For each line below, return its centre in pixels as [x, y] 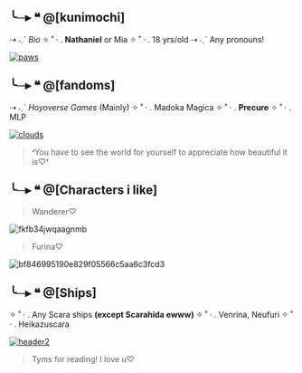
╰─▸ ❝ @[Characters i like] [84, 191]
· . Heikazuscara [39, 324]
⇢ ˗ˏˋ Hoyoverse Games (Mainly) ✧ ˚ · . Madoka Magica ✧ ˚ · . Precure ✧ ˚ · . [151, 107]
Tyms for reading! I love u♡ [83, 359]
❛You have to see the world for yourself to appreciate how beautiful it [159, 152]
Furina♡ [47, 247]
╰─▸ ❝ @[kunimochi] [67, 18]
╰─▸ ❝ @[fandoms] [62, 86]
